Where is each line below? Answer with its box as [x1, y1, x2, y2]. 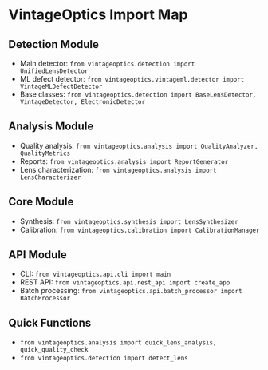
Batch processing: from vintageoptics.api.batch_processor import [19, 286, 242, 296]
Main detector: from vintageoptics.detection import [19, 58, 195, 68]
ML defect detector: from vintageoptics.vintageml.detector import [19, 74, 245, 83]
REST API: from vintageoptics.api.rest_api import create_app [19, 277, 231, 287]
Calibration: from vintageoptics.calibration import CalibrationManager [19, 225, 260, 234]
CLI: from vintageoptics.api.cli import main [19, 269, 171, 279]
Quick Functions [8, 316, 92, 329]
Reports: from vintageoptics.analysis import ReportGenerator [19, 156, 229, 165]
